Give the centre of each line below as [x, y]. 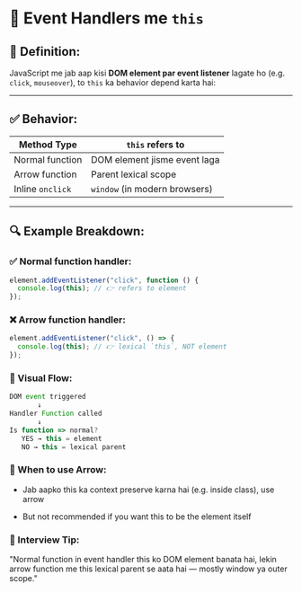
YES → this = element [62, 438]
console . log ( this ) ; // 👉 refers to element [102, 288]
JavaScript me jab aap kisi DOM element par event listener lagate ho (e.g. [147, 73]
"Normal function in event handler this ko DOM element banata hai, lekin [143, 560]
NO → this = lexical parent [74, 447]
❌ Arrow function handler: [67, 320]
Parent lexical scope [134, 174]
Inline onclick [43, 189]
